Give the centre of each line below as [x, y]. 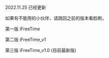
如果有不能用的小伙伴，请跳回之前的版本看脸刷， [56, 18]
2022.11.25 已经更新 [26, 7]
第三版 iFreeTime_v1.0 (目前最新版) [41, 50]
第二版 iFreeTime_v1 [26, 40]
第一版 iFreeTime [23, 29]
